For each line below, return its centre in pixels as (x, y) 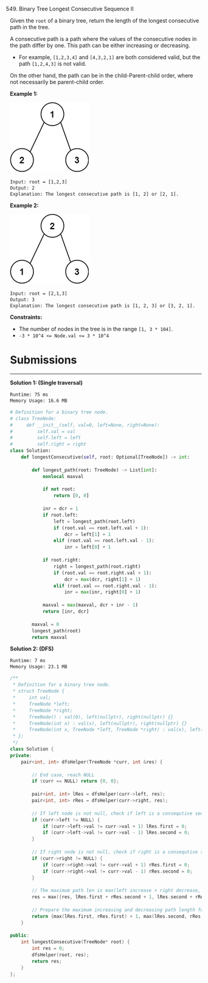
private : (21, 756)
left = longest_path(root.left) (94, 521)
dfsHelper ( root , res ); (61, 955)
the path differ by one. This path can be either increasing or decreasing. (100, 45)
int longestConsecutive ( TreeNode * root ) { (75, 942)
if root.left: (60, 515)
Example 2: (24, 206)
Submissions (43, 360)
